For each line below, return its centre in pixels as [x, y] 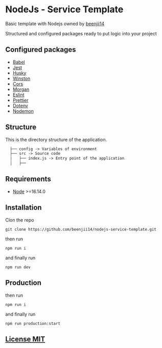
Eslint [18, 95]
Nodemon [23, 111]
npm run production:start [33, 323]
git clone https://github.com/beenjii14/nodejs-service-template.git [81, 229]
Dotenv [20, 106]
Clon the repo [20, 220]
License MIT [25, 339]
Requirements [28, 179]
